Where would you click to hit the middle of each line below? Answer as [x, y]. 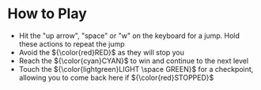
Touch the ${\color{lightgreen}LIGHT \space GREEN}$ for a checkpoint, [136, 69]
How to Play [47, 14]
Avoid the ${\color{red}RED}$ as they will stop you [102, 52]
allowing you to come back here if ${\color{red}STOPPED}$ [116, 77]
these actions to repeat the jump [72, 43]
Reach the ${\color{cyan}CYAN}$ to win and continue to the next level [134, 61]
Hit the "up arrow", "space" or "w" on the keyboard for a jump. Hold [129, 36]
